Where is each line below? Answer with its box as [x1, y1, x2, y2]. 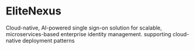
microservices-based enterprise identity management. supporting [5, 30, 172, 37]
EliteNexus [5, 4, 62, 18]
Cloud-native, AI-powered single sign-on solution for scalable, [5, 24, 162, 31]
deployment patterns [22, 37, 75, 44]
